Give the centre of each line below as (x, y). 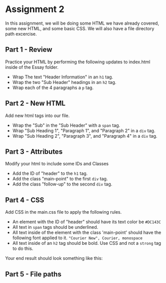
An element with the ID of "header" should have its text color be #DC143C (86, 222)
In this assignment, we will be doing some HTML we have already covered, (82, 23)
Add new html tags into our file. (37, 115)
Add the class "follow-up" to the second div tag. (62, 184)
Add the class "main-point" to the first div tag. (60, 179)
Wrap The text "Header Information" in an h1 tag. (63, 77)
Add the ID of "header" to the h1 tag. (50, 173)
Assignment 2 (35, 9)
